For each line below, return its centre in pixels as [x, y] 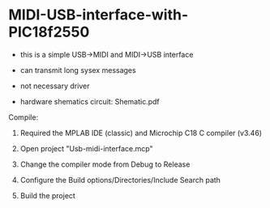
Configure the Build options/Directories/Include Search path [120, 180]
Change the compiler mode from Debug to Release [105, 164]
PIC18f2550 [49, 32]
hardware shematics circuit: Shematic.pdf [90, 101]
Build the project [47, 195]
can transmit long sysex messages [78, 70]
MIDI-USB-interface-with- [99, 15]
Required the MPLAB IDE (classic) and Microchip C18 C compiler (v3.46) [141, 133]
